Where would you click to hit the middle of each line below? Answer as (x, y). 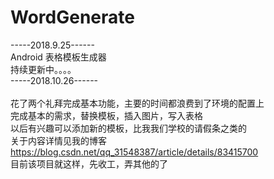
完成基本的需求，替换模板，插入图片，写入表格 (106, 115)
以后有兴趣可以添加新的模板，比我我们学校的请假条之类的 (128, 128)
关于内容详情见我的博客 (58, 140)
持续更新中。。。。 (43, 69)
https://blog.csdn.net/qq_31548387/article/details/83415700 (134, 152)
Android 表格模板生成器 (58, 57)
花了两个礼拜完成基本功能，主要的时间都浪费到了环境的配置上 (137, 103)
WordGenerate (72, 17)
